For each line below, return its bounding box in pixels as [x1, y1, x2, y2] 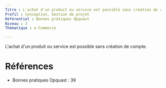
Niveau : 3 [5, 21, 28, 26]
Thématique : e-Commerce [5, 26, 56, 31]
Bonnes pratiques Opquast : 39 [12, 77, 76, 83]
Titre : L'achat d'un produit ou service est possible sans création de [5, 7, 158, 12]
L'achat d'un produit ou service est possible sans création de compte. [5, 44, 147, 49]
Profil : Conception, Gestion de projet [5, 12, 90, 17]
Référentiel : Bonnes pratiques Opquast [5, 16, 90, 21]
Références [5, 61, 53, 72]
